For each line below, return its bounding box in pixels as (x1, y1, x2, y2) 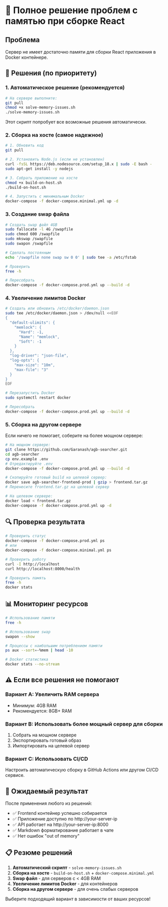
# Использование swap (5, 629, 51, 635)
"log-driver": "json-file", (10, 353, 69, 359)
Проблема (5, 35, 40, 44)
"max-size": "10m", (14, 362, 55, 368)
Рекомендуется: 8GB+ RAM (12, 707, 72, 714)
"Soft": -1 (18, 339, 42, 344)
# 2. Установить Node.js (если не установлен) (5, 157, 105, 162)
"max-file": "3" (14, 367, 49, 372)
